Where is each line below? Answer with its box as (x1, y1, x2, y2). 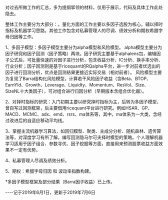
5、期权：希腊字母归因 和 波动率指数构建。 (5, 168, 94, 174)
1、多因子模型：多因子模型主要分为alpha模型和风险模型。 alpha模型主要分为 (5, 44, 162, 50)
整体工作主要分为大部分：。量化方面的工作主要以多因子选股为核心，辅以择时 (5, 21, 163, 27)
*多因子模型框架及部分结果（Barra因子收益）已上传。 (5, 179, 115, 184)
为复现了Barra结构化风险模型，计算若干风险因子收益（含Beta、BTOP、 (5, 75, 151, 81)
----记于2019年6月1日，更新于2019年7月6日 (5, 189, 96, 195)
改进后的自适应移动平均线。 (9, 117, 66, 123)
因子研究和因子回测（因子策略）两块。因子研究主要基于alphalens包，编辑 (5, 50, 156, 56)
